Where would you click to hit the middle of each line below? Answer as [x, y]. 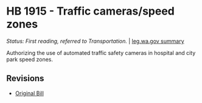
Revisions [25, 78]
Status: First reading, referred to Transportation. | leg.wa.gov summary [95, 41]
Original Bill [30, 93]
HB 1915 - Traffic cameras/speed [91, 11]
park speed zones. [30, 59]
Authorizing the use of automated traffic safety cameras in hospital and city [101, 52]
